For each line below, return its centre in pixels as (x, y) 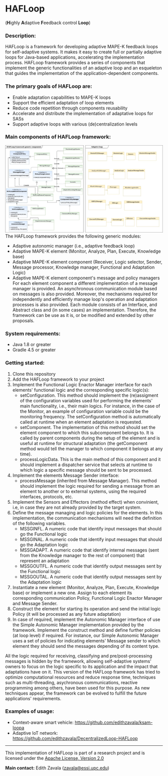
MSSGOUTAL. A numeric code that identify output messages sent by (91, 577)
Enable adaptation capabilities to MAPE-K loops (61, 97)
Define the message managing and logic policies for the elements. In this (87, 512)
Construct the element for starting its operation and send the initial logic (86, 609)
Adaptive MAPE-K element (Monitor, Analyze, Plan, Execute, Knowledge (86, 251)
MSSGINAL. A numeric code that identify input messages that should (91, 539)
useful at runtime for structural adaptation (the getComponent (83, 443)
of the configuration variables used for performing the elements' (86, 400)
